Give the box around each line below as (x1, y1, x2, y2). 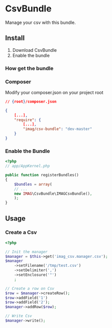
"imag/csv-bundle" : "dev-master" (23, 126, 93, 132)
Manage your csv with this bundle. (5, 19, 76, 25)
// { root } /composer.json (5, 99, 57, 104)
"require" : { (14, 117, 41, 122)
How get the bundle (5, 65, 54, 72)
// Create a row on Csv (5, 286, 55, 291)
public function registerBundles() (5, 173, 79, 178)
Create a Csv (5, 229, 37, 236)
